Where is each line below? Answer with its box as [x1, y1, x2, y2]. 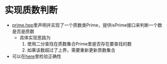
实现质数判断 [5, 4, 58, 16]
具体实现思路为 [19, 34, 51, 40]
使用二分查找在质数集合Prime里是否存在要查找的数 [27, 40, 132, 46]
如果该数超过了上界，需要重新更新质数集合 [27, 47, 116, 53]
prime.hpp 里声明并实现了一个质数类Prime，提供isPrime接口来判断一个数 [12, 22, 162, 28]
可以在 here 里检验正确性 [12, 53, 61, 59]
